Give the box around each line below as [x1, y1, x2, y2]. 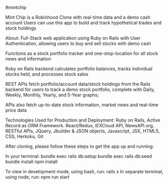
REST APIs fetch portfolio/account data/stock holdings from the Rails [5, 81, 151, 87]
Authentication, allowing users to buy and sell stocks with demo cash [5, 40, 151, 47]
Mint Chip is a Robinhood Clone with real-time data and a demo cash [5, 14, 151, 20]
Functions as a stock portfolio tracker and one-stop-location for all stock [5, 51, 158, 56]
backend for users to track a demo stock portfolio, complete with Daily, [5, 86, 155, 92]
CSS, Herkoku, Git [5, 133, 44, 140]
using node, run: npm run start [5, 174, 70, 180]
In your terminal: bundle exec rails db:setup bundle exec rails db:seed [5, 153, 152, 159]
